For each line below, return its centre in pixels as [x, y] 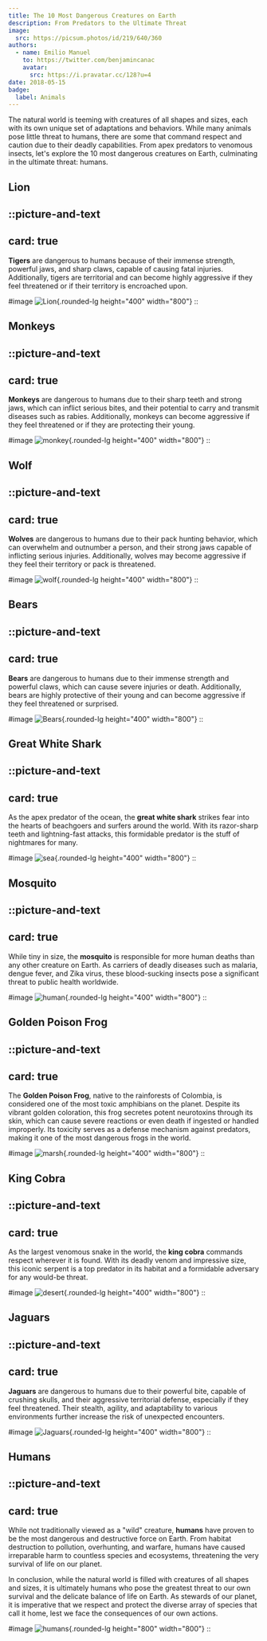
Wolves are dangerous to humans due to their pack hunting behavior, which [133, 539]
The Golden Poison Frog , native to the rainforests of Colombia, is [115, 1095]
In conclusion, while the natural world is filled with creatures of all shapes [129, 1580]
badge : [19, 90]
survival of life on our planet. [55, 1564]
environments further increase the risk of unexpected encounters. [117, 1416]
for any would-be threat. [48, 1277]
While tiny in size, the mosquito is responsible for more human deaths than [132, 956]
